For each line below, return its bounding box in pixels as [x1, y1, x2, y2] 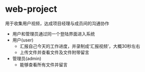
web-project [5, 3, 57, 15]
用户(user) [12, 37, 34, 43]
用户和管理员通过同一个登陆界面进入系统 [12, 31, 95, 36]
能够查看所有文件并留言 [19, 62, 68, 68]
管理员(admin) [12, 55, 42, 61]
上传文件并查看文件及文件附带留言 [19, 49, 90, 55]
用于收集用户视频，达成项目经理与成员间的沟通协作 [5, 20, 109, 26]
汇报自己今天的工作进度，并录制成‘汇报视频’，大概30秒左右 [19, 43, 141, 49]
